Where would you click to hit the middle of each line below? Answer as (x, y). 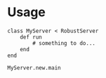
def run (31, 37)
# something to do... (64, 43)
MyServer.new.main (34, 67)
